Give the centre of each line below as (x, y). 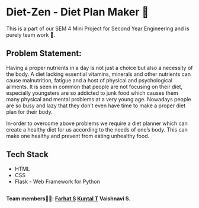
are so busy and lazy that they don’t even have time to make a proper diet (96, 105)
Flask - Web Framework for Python (57, 181)
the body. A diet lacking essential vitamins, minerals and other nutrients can (99, 74)
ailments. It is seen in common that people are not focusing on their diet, (94, 87)
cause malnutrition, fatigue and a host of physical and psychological (89, 80)
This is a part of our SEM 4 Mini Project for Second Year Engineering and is (98, 28)
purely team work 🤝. (31, 34)
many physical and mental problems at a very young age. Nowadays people (99, 99)
